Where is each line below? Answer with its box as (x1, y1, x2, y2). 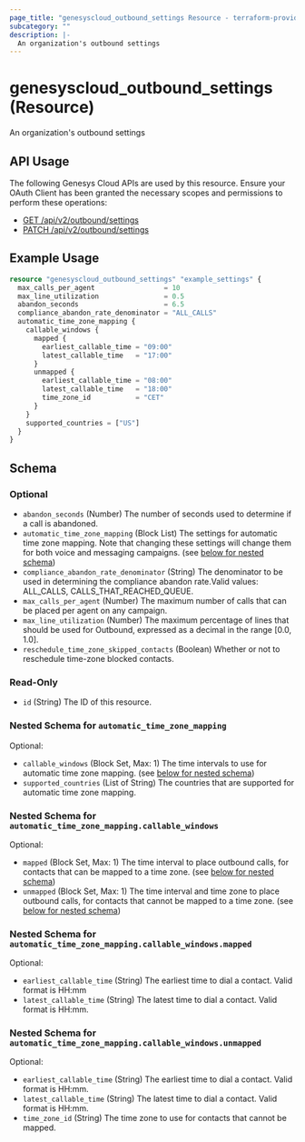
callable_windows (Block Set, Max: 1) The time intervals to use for (22, 757, 268, 768)
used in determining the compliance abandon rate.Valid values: (22, 576, 259, 586)
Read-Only (9, 676, 59, 688)
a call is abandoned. (22, 518, 98, 528)
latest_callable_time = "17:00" (42, 351, 172, 360)
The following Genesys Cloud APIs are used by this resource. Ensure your (9, 178, 286, 188)
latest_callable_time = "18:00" (42, 385, 172, 394)
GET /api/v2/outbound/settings (22, 215, 139, 225)
